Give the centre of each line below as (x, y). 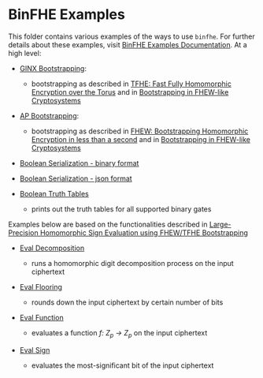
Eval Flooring (41, 286)
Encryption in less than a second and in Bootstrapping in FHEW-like (141, 139)
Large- (220, 224)
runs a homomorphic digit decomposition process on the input (132, 263)
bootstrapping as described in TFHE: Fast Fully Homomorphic (131, 84)
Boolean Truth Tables (54, 193)
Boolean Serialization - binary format (79, 163)
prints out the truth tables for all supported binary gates (121, 209)
